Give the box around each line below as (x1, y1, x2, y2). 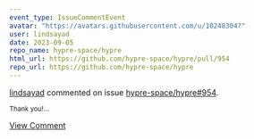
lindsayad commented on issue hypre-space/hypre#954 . (9, 86, 219, 98)
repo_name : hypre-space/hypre (9, 46, 123, 55)
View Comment (9, 119, 66, 130)
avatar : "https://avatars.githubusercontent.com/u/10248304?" (9, 21, 246, 30)
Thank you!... (9, 104, 50, 113)
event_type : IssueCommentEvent (9, 12, 126, 22)
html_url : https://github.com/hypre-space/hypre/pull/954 (9, 54, 230, 63)
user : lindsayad (9, 29, 70, 38)
